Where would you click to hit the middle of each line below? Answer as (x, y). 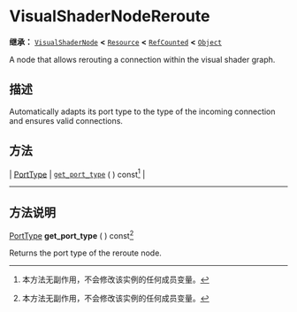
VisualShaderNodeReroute (110, 16)
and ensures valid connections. (66, 120)
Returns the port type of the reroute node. (85, 253)
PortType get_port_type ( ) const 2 (72, 235)
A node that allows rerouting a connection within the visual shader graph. (142, 59)
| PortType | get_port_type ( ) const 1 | (77, 173)
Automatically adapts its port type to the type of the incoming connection (142, 111)
